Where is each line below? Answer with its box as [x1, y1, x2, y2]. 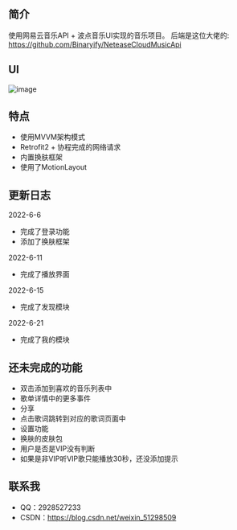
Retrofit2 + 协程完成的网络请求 [19, 142, 121, 152]
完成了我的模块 [19, 335, 70, 344]
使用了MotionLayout [19, 162, 87, 172]
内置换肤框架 [19, 152, 63, 162]
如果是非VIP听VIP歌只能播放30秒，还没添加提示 [19, 454, 178, 464]
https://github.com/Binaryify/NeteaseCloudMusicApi [8, 39, 182, 49]
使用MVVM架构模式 [19, 132, 86, 142]
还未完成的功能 [8, 360, 83, 374]
